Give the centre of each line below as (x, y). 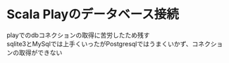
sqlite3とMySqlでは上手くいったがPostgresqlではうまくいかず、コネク (109, 43)
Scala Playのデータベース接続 (93, 14)
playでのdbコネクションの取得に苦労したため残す (78, 35)
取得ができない (41, 52)
